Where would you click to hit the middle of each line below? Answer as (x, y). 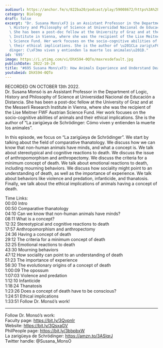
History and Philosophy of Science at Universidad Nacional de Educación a (80, 97)
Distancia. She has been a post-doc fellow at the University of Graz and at (79, 102)
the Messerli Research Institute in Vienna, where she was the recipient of (78, 107)
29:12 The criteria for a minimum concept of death (55, 239)
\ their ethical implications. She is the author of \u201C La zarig (80, 46)
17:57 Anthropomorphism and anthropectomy (50, 229)
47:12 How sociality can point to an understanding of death (64, 255)
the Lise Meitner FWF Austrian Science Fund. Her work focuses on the (75, 112)
